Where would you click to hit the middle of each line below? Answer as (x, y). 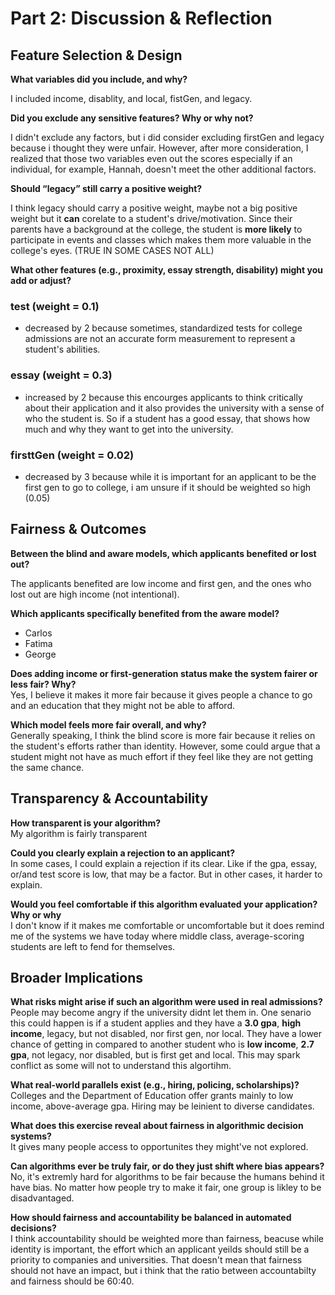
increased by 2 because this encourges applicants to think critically (163, 397)
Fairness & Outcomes (78, 529)
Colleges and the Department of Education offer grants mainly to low (152, 1096)
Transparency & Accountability (109, 798)
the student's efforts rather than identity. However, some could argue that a (165, 746)
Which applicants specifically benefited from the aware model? (145, 613)
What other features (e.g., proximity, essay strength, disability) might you (166, 270)
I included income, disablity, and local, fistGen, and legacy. (131, 98)
